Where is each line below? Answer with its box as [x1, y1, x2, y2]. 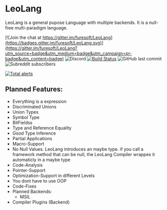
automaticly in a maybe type [12, 157, 71, 163]
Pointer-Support [12, 167, 46, 173]
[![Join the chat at [5, 34, 42, 40]
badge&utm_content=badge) [5, 55, 64, 61]
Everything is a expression [12, 98, 67, 104]
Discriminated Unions [12, 103, 57, 110]
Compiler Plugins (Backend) [12, 199, 70, 205]
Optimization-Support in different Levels [12, 173, 95, 179]
